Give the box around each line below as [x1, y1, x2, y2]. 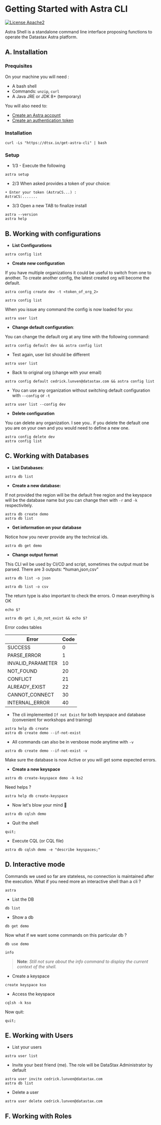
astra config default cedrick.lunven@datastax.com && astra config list [5, 379, 155, 384]
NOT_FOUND [7, 667, 38, 674]
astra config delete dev [5, 434, 55, 440]
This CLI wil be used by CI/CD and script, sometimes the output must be [5, 561, 149, 567]
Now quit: [5, 1009, 24, 1015]
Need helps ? [5, 784, 31, 790]
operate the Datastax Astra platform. [5, 34, 78, 40]
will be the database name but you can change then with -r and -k [5, 497, 138, 503]
